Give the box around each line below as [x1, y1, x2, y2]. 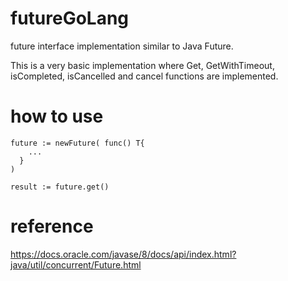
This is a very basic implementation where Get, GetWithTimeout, [10, 59, 275, 71]
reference [10, 215, 94, 238]
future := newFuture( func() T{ [10, 138, 145, 148]
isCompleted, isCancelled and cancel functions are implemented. [10, 70, 279, 82]
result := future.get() [10, 182, 110, 192]
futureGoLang [10, 7, 130, 30]
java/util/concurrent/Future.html [10, 258, 142, 271]
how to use [10, 105, 104, 128]
